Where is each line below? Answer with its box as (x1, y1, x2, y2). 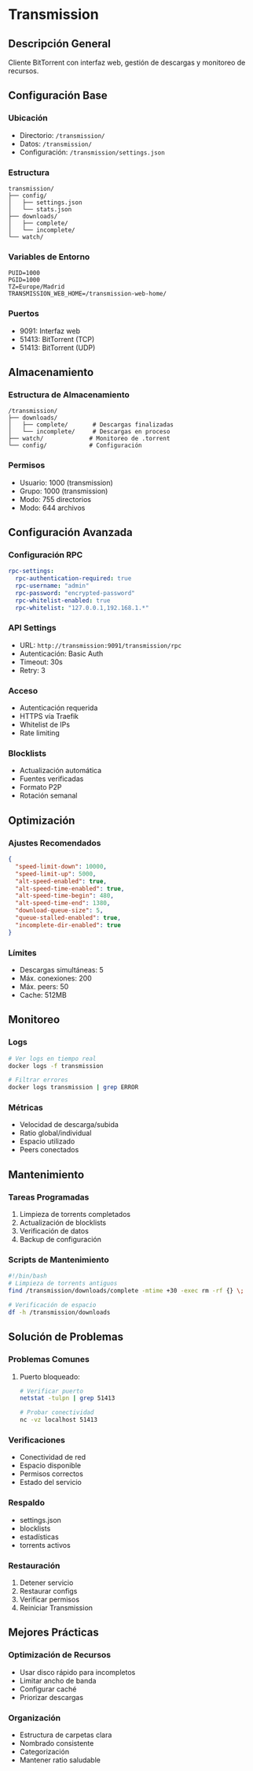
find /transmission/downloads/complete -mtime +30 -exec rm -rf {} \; (8, 1287, 244, 1295)
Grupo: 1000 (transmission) (19, 486, 108, 496)
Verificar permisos (19, 1594, 80, 1604)
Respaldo (8, 1498, 46, 1509)
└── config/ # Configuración (8, 441, 143, 450)
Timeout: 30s (19, 657, 63, 667)
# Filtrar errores (8, 1076, 68, 1085)
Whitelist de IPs (19, 720, 71, 730)
